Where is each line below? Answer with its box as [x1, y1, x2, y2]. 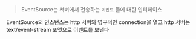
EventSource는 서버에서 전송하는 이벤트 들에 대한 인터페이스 [21, 6, 162, 13]
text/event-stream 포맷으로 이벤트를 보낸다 [6, 26, 109, 33]
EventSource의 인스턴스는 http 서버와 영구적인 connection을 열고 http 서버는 [6, 19, 191, 26]
